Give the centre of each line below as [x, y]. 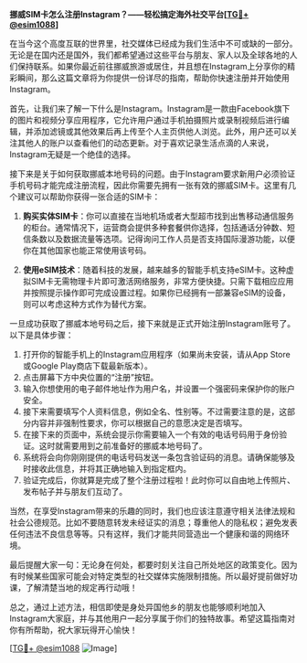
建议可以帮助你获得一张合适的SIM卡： [89, 197]
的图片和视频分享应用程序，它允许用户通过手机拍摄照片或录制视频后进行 [145, 120]
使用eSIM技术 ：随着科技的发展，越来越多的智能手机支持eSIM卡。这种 [154, 270]
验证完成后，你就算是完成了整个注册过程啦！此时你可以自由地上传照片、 [159, 480]
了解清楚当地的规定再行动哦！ [81, 588]
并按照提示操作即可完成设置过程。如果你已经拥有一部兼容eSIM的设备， [156, 293]
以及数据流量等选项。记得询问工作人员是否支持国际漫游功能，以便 [171, 239]
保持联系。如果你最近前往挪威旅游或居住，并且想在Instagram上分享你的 [152, 66]
